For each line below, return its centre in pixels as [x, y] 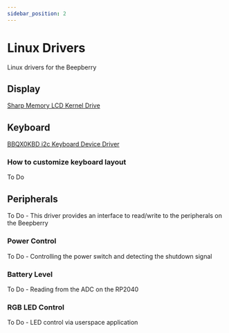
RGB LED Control [36, 307]
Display [24, 88]
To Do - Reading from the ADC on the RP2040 [73, 289]
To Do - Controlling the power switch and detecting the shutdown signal [110, 256]
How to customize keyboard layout [67, 162]
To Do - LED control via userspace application [73, 323]
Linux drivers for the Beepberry [52, 67]
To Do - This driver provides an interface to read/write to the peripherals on [115, 216]
